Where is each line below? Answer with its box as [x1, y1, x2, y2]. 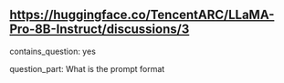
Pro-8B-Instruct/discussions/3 [9, 22, 190, 37]
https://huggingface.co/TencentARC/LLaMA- [9, 7, 275, 23]
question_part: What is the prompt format [9, 63, 165, 74]
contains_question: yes [9, 46, 96, 57]
